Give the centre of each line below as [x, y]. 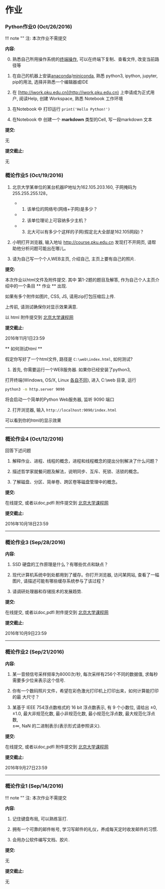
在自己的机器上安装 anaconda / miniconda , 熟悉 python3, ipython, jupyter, [85, 76]
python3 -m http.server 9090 [35, 389]
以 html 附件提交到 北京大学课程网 [39, 317]
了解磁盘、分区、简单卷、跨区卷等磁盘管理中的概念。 [66, 482]
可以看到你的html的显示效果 [33, 420]
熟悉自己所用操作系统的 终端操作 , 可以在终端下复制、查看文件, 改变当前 [83, 59]
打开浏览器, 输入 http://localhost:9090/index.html [64, 410]
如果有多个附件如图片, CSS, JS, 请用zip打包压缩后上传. [60, 296]
